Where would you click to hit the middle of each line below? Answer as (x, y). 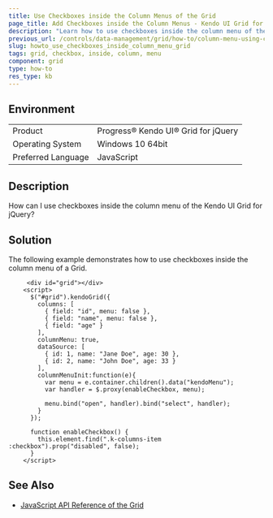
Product (28, 131)
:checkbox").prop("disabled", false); (74, 447)
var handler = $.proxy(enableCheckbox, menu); (125, 390)
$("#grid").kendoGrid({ (70, 297)
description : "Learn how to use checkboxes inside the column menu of (130, 31)
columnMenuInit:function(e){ (87, 376)
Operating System (47, 145)
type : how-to (30, 69)
